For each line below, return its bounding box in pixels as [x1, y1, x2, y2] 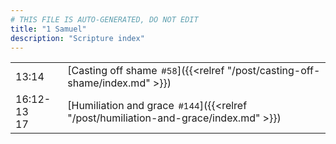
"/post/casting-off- [226, 64, 321, 78]
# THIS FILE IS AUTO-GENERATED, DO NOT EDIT [10, 14, 199, 25]
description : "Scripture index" [10, 33, 145, 43]
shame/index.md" [67, 76, 151, 90]
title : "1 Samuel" [10, 24, 87, 34]
